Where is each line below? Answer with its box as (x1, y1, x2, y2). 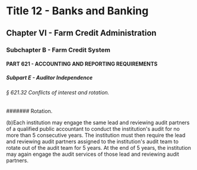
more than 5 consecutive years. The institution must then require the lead (6, 131, 186, 138)
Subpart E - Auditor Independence (6, 74, 93, 81)
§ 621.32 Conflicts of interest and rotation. (6, 89, 110, 96)
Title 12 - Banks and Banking (6, 4, 149, 18)
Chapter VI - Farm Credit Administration (6, 28, 157, 38)
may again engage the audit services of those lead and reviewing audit (6, 150, 179, 158)
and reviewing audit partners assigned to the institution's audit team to (6, 138, 179, 145)
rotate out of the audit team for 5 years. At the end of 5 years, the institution (6, 144, 191, 151)
